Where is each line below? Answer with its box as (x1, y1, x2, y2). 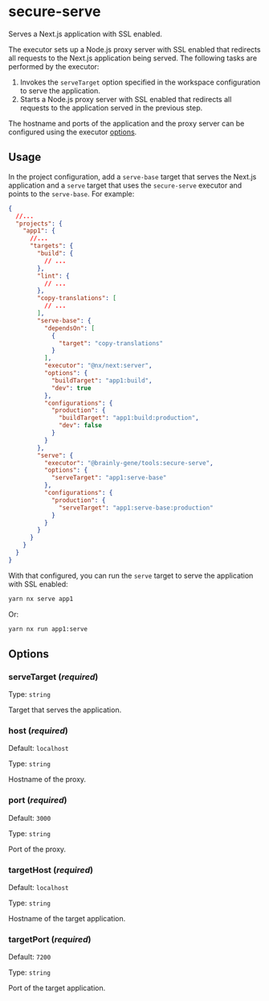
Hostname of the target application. (8, 914, 126, 924)
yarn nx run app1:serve (8, 624, 88, 633)
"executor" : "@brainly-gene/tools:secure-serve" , (43, 459, 214, 467)
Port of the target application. (8, 983, 106, 993)
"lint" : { (37, 272, 70, 280)
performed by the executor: (8, 61, 100, 71)
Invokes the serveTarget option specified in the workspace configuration (19, 77, 261, 87)
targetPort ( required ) (8, 934, 92, 945)
